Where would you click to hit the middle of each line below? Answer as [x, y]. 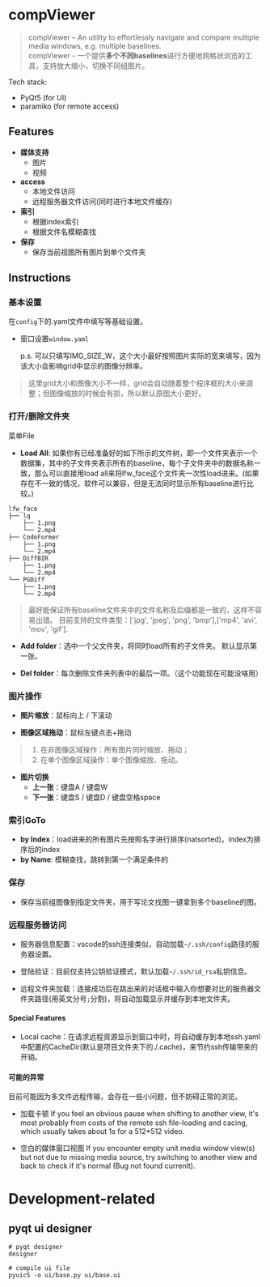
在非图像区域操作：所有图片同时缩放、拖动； [115, 750]
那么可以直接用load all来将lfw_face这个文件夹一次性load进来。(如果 [147, 473]
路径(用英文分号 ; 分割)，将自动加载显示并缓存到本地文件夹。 [135, 999]
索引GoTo [27, 820]
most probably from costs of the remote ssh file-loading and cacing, [134, 1123]
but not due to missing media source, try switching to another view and [138, 1157]
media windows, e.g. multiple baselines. [95, 45]
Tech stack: [27, 82]
